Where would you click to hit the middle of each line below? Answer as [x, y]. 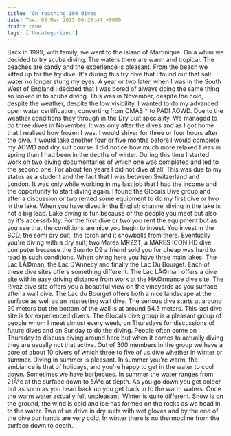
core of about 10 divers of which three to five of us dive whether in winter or [115, 353]
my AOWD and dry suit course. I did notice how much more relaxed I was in [114, 147]
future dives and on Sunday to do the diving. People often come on [102, 331]
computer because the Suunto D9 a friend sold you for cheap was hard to [112, 250]
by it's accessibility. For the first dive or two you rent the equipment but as [112, 220]
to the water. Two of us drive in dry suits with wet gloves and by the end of [113, 411]
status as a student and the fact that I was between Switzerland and [103, 177]
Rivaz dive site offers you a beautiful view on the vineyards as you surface [112, 287]
